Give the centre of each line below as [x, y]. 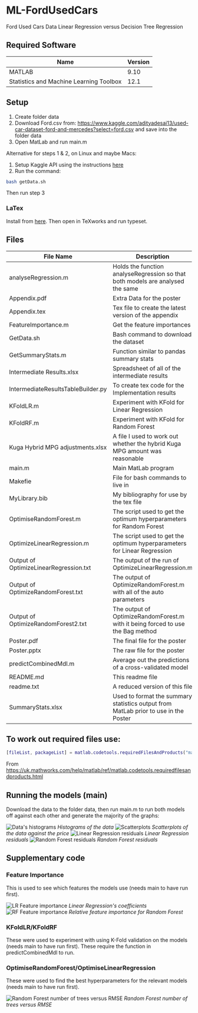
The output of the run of [146, 560]
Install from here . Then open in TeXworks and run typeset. [77, 221]
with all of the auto [138, 592]
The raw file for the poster [149, 650]
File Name [58, 256]
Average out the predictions [151, 660]
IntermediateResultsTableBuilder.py [58, 389]
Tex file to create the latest [150, 308]
